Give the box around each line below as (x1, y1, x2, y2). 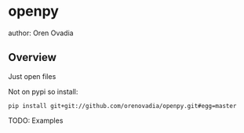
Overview (8, 51, 57, 64)
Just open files (8, 71, 56, 81)
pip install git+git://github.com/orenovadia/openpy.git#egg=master (8, 102, 237, 110)
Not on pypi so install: (8, 87, 78, 96)
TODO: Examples (8, 116, 64, 125)
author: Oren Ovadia (8, 28, 74, 38)
